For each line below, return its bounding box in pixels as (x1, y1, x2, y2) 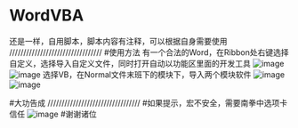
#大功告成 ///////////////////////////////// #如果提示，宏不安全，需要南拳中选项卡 (9, 97, 288, 108)
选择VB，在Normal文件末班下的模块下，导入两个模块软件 (43, 68, 252, 80)
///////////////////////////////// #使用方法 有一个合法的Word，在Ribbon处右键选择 (9, 46, 289, 58)
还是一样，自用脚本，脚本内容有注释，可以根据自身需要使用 (9, 36, 228, 46)
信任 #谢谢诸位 (9, 108, 98, 119)
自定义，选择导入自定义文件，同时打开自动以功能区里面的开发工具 (9, 58, 251, 68)
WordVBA (9, 5, 85, 26)
